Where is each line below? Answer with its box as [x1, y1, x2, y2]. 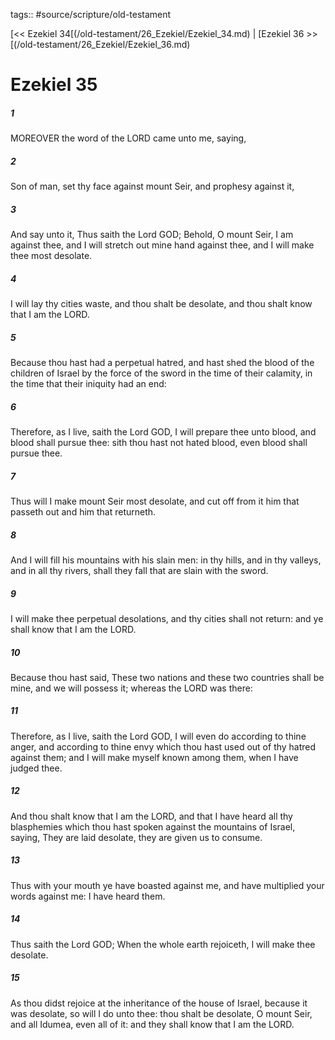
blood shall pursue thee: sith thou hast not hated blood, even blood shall [10, 437, 308, 448]
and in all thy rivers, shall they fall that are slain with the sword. [10, 564, 269, 576]
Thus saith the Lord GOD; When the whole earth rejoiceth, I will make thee [10, 938, 316, 950]
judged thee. [10, 762, 63, 774]
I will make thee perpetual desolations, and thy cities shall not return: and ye [10, 612, 324, 624]
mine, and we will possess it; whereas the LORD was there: [10, 682, 253, 694]
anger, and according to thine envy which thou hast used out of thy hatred [10, 740, 317, 753]
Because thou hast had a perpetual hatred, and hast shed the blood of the [10, 357, 315, 369]
